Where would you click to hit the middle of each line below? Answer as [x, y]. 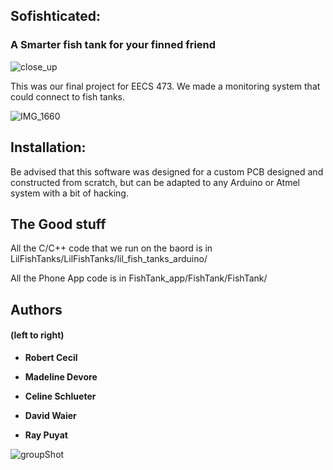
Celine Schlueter [60, 396]
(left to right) [37, 335]
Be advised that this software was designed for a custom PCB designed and [167, 171]
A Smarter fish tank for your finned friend [113, 45]
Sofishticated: [56, 16]
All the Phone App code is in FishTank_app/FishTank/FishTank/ [139, 278]
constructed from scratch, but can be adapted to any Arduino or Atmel [155, 182]
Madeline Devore [61, 376]
